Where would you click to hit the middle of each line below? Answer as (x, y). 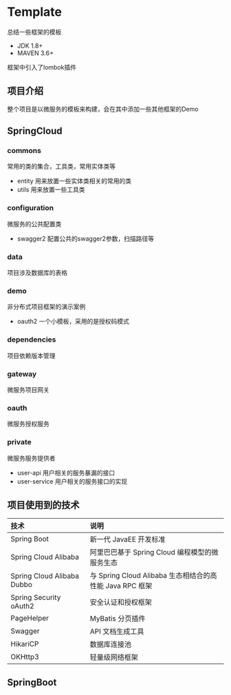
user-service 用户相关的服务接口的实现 (72, 481)
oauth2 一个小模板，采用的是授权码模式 (73, 322)
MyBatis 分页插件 (118, 619)
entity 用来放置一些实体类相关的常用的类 (74, 181)
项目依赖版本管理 (31, 355)
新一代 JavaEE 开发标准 (128, 539)
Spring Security (36, 598)
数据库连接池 (111, 645)
